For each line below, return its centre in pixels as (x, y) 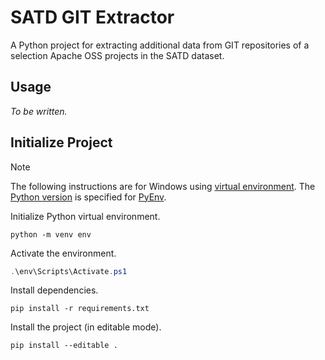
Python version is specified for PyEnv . (88, 197)
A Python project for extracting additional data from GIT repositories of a (160, 45)
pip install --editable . (64, 346)
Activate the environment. (63, 253)
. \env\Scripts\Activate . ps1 (69, 271)
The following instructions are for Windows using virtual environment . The (163, 186)
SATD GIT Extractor (92, 17)
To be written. (39, 111)
